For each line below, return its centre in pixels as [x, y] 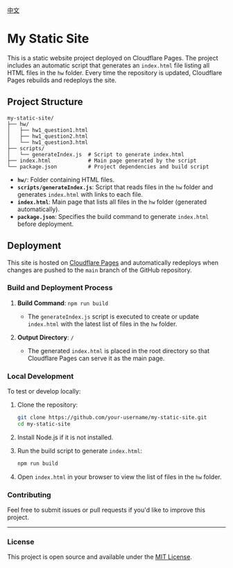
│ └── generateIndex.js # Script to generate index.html [96, 154]
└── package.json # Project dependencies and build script [108, 167]
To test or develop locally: [44, 391]
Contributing [29, 494]
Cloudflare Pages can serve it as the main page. [96, 358]
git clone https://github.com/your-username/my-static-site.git [112, 418]
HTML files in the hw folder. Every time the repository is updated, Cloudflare [115, 72]
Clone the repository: [48, 405]
